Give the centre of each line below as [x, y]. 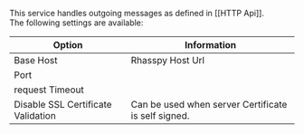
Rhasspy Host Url [168, 60]
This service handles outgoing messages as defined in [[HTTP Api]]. [137, 13]
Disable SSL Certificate [63, 105]
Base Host [36, 60]
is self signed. [160, 115]
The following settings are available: [76, 23]
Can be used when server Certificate [209, 105]
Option [68, 45]
